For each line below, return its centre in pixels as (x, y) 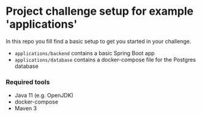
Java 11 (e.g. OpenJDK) (44, 96)
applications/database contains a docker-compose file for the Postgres (105, 59)
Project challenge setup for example (100, 11)
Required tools (28, 82)
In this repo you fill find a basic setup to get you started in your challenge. (99, 41)
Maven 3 (26, 108)
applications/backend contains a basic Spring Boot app (84, 53)
